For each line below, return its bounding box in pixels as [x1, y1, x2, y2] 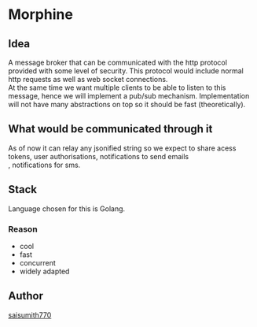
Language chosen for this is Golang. [8, 203, 126, 214]
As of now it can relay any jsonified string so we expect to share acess [8, 143, 237, 153]
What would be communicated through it [8, 122, 213, 136]
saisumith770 [8, 310, 52, 320]
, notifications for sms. [8, 160, 81, 169]
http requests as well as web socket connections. [8, 75, 168, 84]
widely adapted [19, 266, 70, 276]
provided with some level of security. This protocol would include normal [8, 66, 244, 76]
